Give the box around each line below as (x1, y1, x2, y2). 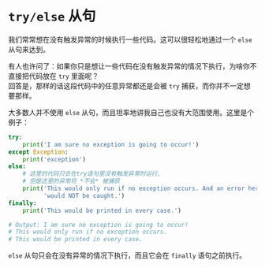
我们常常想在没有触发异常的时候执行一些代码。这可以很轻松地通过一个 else (8, 35, 252, 44)
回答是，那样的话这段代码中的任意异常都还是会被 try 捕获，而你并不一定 (8, 80, 244, 91)
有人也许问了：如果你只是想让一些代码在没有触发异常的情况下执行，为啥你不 (8, 61, 257, 71)
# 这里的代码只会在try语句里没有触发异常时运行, (22, 170, 162, 178)
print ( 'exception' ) (22, 155, 87, 163)
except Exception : (8, 147, 69, 156)
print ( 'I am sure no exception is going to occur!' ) (22, 140, 200, 148)
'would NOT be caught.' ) (43, 192, 125, 199)
